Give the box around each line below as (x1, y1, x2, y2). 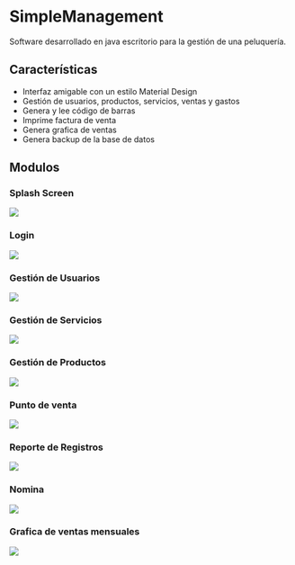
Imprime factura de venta (22, 114, 117, 125)
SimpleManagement (9, 6, 164, 27)
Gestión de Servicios (9, 313, 103, 326)
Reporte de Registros (9, 441, 103, 453)
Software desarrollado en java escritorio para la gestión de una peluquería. (9, 36, 286, 47)
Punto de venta (9, 399, 77, 411)
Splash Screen (9, 187, 75, 200)
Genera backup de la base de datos (22, 133, 156, 145)
